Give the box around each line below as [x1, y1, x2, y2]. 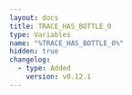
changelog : [9, 55, 51, 64]
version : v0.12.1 [25, 72, 92, 81]
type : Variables [9, 30, 71, 39]
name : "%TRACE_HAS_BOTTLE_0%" [9, 38, 125, 48]
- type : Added [17, 64, 71, 73]
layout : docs [9, 13, 59, 23]
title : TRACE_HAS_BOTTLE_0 [9, 22, 112, 31]
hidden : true [9, 47, 59, 56]
